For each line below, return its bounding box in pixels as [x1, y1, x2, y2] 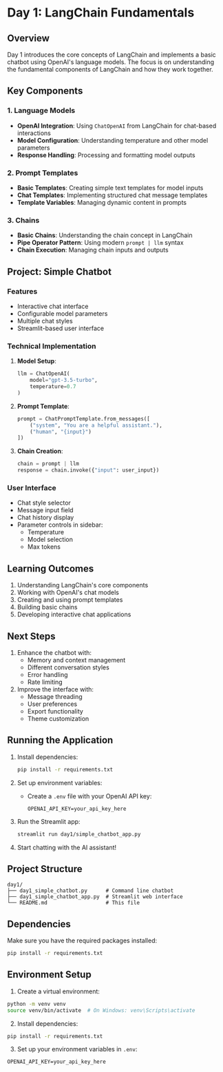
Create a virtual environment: [17, 987, 100, 995]
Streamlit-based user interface [17, 324, 105, 332]
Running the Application [7, 734, 114, 746]
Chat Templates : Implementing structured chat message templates [17, 191, 208, 199]
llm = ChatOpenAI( [17, 370, 70, 377]
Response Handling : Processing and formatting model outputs [17, 150, 195, 159]
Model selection [27, 536, 74, 544]
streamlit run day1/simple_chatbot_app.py [17, 831, 141, 838]
